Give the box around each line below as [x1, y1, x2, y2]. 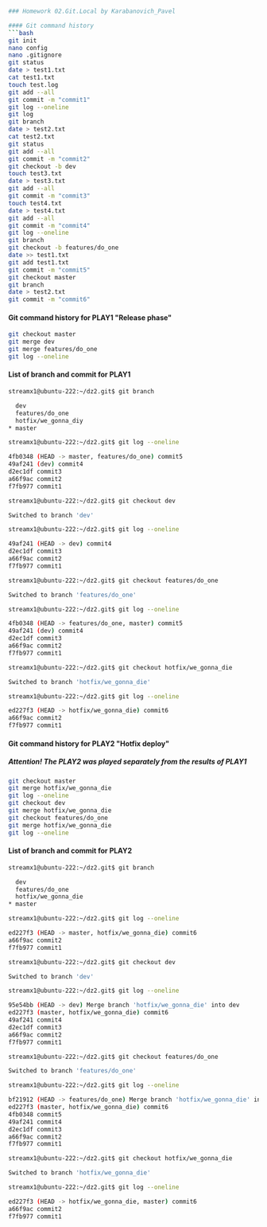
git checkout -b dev [8, 162, 77, 170]
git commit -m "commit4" [8, 221, 91, 229]
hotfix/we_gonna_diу [15, 416, 83, 424]
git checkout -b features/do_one [8, 244, 119, 252]
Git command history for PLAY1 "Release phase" [8, 312, 172, 322]
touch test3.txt [8, 170, 62, 178]
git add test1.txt [8, 258, 69, 267]
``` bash [8, 29, 34, 37]
